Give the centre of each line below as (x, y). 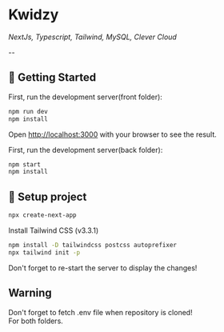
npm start (25, 164)
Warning (30, 293)
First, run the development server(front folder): (85, 97)
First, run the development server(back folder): (86, 150)
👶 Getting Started (52, 78)
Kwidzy (34, 15)
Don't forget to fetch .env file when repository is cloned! (101, 312)
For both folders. (36, 321)
